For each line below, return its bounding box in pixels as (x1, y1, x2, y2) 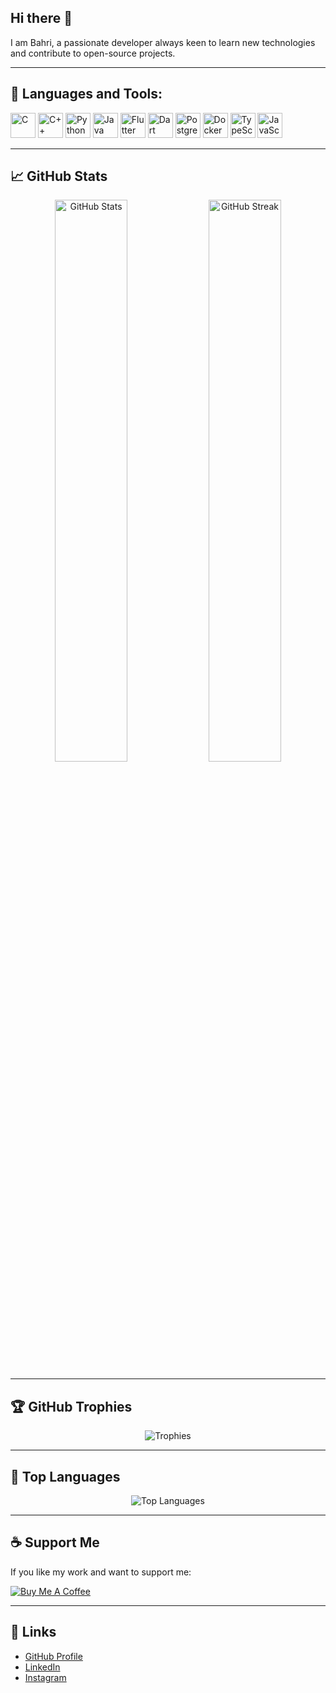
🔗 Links (10, 1624, 57, 1641)
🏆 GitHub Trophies (10, 1398, 133, 1415)
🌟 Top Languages (10, 1468, 121, 1485)
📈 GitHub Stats (10, 168, 108, 185)
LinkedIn (24, 1661, 61, 1673)
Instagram (24, 1671, 67, 1683)
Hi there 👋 (10, 10, 73, 27)
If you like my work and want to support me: (10, 1566, 192, 1578)
